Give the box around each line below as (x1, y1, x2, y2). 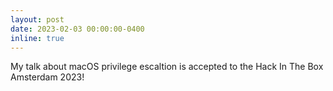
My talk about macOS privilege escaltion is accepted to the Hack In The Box (10, 61, 324, 73)
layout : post (10, 14, 65, 25)
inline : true (10, 33, 65, 43)
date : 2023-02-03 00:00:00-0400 (10, 24, 145, 34)
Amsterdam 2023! (10, 71, 85, 83)
